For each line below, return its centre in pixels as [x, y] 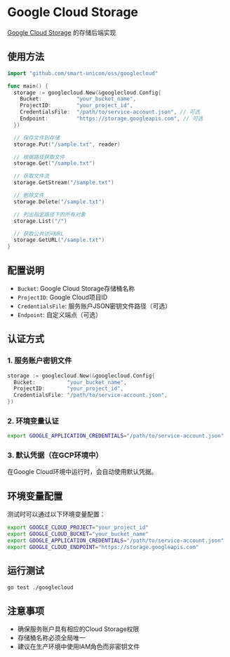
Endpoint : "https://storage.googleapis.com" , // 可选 [111, 118]
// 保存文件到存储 [37, 137]
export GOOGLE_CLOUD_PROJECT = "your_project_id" [78, 528]
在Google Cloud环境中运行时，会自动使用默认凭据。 [82, 472]
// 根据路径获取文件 [39, 157]
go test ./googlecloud [40, 587]
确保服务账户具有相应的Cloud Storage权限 [78, 629]
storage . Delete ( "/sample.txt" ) [59, 202]
